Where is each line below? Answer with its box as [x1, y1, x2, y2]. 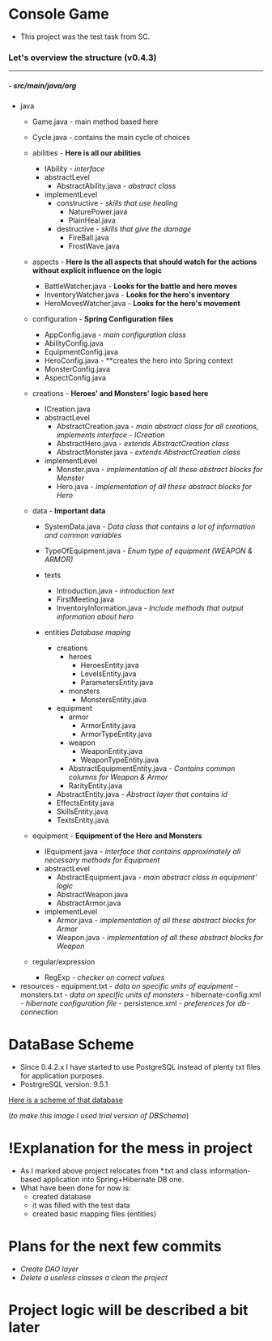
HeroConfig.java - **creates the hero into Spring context [44, 355, 233, 365]
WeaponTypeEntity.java [80, 755, 159, 765]
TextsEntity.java [56, 815, 109, 825]
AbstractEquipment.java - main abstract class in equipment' [56, 872, 257, 883]
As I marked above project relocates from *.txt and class [19, 1166, 208, 1176]
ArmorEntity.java [80, 721, 136, 730]
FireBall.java [68, 232, 109, 243]
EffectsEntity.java [56, 798, 115, 808]
